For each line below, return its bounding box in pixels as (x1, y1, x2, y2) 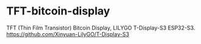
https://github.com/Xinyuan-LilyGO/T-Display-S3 (6, 30, 130, 37)
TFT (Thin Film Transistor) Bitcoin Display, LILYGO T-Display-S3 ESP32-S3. (6, 24, 196, 31)
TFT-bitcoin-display (6, 4, 111, 18)
